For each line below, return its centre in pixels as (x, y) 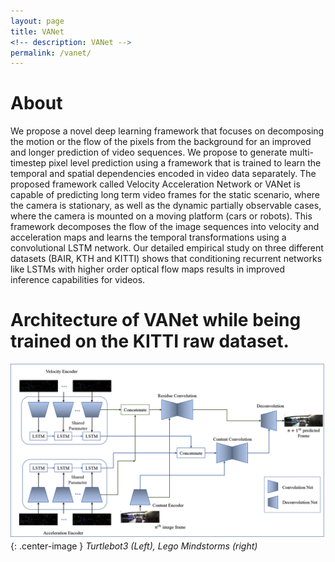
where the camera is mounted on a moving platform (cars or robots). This (161, 216)
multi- (301, 152)
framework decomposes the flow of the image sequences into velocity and (165, 227)
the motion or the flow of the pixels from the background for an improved (161, 142)
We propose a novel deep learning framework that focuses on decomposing (167, 131)
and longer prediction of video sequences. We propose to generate (149, 152)
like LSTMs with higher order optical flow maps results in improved (147, 269)
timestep (28, 163)
